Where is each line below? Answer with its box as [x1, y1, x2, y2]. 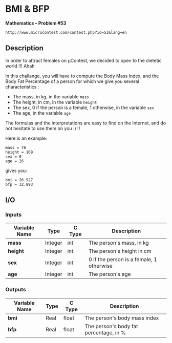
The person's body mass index [84, 314, 159, 321]
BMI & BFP [5, 3, 50, 15]
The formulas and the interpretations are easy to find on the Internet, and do [5, 120, 166, 126]
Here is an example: [5, 135, 48, 141]
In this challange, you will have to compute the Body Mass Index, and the [5, 73, 159, 79]
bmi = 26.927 [5, 177, 33, 182]
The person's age [89, 271, 131, 278]
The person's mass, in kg [89, 239, 149, 246]
